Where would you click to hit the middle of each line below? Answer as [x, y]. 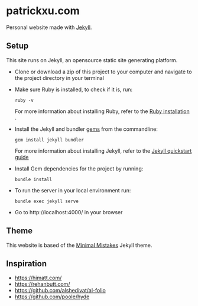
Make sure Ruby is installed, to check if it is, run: [74, 89]
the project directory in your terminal [59, 78]
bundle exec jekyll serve [46, 201]
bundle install [33, 179]
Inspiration [27, 264]
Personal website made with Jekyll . [49, 27]
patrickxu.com [43, 11]
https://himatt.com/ [38, 278]
